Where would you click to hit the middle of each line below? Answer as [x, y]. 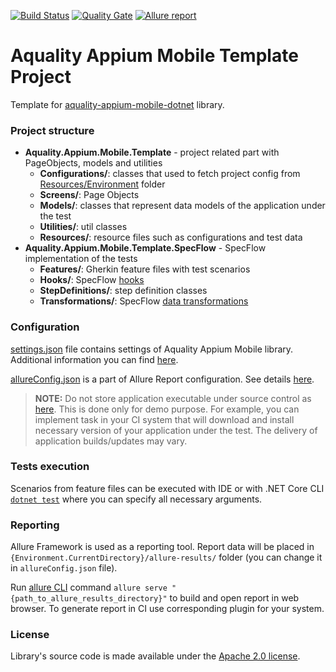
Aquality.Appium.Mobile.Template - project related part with [152, 152]
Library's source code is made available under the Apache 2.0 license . [155, 656]
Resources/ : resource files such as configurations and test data [171, 237]
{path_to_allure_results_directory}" [89, 599]
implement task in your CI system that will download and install [164, 419]
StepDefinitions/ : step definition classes [123, 291]
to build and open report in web [234, 598]
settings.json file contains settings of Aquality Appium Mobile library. [152, 349]
